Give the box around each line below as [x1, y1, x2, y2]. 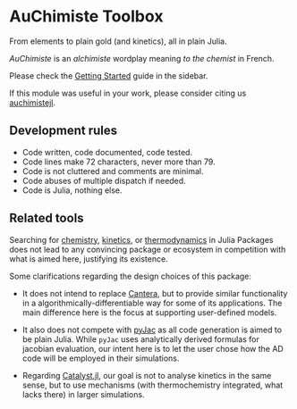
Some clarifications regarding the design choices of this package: [9, 271, 252, 281]
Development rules [9, 123, 118, 138]
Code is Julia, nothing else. [21, 185, 123, 196]
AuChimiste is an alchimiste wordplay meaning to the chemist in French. [9, 53, 275, 63]
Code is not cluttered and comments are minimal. [21, 165, 204, 176]
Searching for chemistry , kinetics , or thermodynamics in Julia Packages [9, 234, 275, 245]
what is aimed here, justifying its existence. [9, 253, 168, 264]
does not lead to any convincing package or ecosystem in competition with [9, 244, 286, 255]
